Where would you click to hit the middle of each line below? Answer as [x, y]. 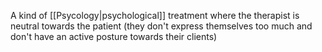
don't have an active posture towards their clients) [114, 36]
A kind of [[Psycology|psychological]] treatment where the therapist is [155, 15]
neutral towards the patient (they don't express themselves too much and [161, 26]
